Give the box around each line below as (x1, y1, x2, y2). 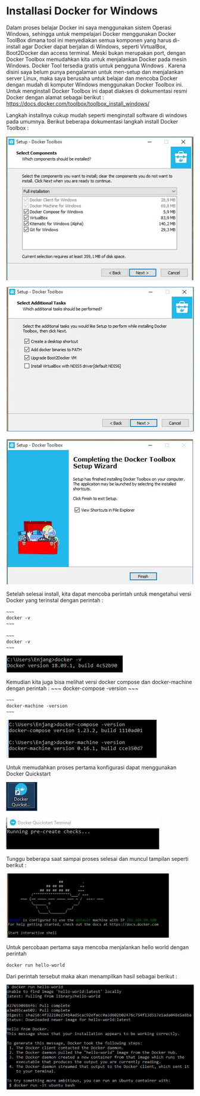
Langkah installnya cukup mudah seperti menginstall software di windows (6, 112, 187, 119)
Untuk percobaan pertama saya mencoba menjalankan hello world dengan (6, 944, 189, 951)
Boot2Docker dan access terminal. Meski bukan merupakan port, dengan (6, 49, 186, 56)
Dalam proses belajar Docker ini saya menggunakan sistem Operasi (6, 24, 171, 31)
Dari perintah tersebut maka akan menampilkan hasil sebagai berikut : (6, 973, 177, 980)
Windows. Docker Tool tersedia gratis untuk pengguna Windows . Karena (6, 61, 186, 69)
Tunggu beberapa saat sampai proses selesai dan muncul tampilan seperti (6, 855, 189, 863)
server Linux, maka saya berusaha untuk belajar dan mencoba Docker (6, 75, 178, 82)
